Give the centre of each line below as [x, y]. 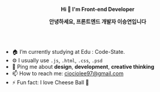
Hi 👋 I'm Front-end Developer [98, 9]
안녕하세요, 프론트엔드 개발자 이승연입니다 [98, 22]
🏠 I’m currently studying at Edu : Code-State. [68, 52]
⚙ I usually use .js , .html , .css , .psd [57, 60]
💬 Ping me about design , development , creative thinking [83, 67]
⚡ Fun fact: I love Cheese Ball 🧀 [50, 82]
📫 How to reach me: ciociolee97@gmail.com [68, 73]
